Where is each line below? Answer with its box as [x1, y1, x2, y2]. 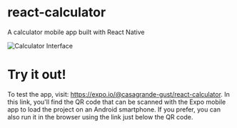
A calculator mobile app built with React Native [7, 28, 145, 36]
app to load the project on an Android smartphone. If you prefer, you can [7, 105, 221, 114]
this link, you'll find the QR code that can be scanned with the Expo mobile [7, 97, 226, 106]
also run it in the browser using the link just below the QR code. [7, 112, 193, 121]
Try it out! [7, 67, 66, 82]
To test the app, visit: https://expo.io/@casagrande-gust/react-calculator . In [7, 90, 231, 98]
